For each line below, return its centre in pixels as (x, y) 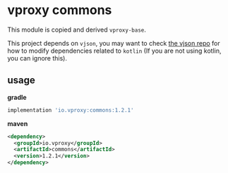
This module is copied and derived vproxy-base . (77, 30)
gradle (17, 97)
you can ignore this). (37, 58)
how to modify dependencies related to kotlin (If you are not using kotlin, (114, 51)
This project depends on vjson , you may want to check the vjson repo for (114, 43)
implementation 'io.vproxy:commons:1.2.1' (71, 110)
